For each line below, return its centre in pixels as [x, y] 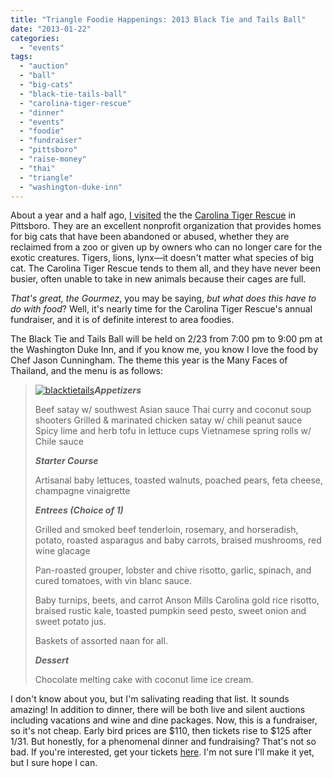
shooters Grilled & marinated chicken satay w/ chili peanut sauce [168, 420]
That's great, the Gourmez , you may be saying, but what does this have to [163, 298]
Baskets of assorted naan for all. [101, 641]
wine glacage [62, 551]
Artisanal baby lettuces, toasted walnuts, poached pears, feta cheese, [179, 480]
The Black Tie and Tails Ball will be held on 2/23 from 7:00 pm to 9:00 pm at [166, 339]
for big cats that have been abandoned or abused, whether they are [150, 237]
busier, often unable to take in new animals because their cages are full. [158, 279]
